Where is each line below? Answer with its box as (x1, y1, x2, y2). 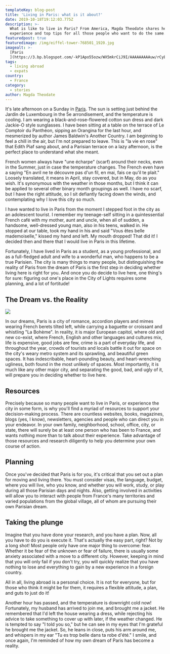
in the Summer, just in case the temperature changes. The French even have (5, 164, 164, 170)
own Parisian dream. (5, 503, 48, 509)
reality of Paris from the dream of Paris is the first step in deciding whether (5, 264, 161, 271)
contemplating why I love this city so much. (5, 196, 96, 202)
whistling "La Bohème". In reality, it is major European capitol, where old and (5, 329, 164, 335)
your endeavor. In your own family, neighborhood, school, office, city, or (5, 422, 156, 428)
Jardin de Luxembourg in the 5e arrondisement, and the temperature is (5, 111, 153, 117)
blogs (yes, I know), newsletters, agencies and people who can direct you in (5, 416, 164, 422)
